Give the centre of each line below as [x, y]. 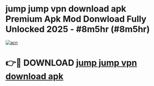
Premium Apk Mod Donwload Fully [76, 19]
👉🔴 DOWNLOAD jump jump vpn [71, 63]
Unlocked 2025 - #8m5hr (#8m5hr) [78, 29]
